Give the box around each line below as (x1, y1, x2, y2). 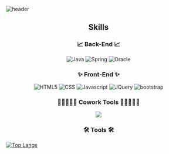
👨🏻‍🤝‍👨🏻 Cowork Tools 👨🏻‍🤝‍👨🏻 (57, 98, 140, 106)
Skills (88, 22, 109, 32)
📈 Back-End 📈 (77, 40, 120, 48)
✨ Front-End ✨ (77, 70, 120, 78)
